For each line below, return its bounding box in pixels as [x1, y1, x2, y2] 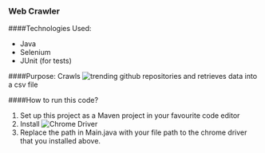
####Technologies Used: [8, 24, 92, 33]
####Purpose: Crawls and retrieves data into [8, 72, 258, 81]
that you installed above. [19, 136, 101, 146]
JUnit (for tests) [19, 56, 72, 65]
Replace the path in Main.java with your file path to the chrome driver [19, 127, 247, 137]
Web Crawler [8, 6, 60, 17]
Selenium [19, 48, 51, 57]
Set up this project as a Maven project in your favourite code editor [19, 111, 240, 120]
